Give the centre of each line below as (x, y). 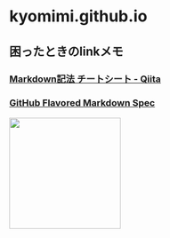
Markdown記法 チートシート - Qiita (85, 79)
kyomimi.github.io (78, 16)
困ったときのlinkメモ (66, 51)
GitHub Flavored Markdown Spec (82, 103)
